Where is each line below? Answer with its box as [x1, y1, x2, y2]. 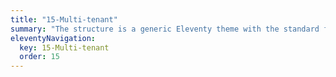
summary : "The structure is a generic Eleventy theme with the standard [10, 24, 320, 34]
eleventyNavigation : [10, 33, 97, 43]
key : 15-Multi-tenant [19, 42, 110, 53]
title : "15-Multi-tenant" [10, 14, 118, 25]
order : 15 [19, 52, 60, 62]
